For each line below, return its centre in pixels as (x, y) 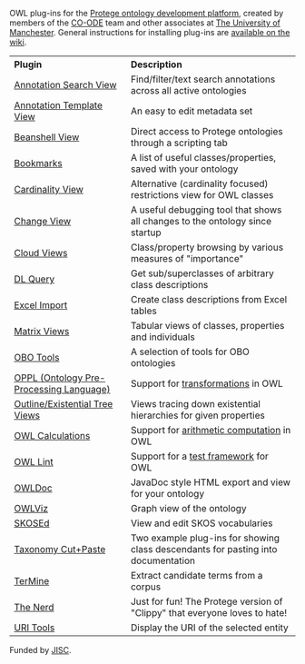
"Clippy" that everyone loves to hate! (209, 613)
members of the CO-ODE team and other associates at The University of (145, 23)
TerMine (32, 581)
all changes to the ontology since (201, 221)
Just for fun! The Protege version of (207, 601)
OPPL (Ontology (49, 378)
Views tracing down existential (196, 404)
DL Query (34, 279)
